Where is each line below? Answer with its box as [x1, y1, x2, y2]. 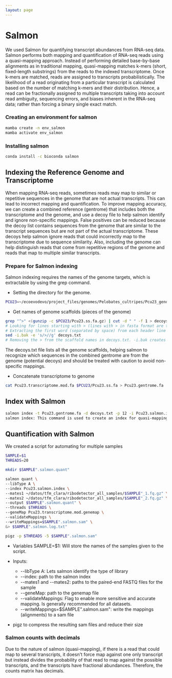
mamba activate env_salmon [5, 130, 63, 135]
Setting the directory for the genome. [12, 289, 91, 295]
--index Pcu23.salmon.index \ [5, 486, 70, 491]
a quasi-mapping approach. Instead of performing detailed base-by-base [5, 57, 160, 64]
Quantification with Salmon [5, 429, 95, 438]
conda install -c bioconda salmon [5, 154, 79, 159]
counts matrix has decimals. [5, 667, 65, 674]
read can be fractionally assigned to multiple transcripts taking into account [5, 90, 165, 96]
